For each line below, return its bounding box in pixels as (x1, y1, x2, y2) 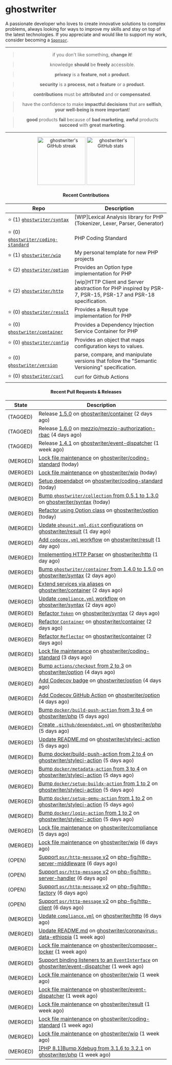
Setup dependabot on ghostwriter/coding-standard (38, 477, 163, 485)
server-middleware (38, 860, 85, 867)
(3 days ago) (61, 654, 92, 661)
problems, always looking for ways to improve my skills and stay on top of (5, 26, 161, 32)
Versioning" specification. (74, 364, 137, 371)
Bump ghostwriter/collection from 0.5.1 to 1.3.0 (38, 492, 159, 499)
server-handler (38, 875, 76, 882)
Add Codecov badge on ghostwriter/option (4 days (38, 677, 161, 684)
